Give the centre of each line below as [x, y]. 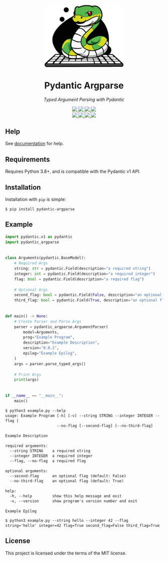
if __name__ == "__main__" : [34, 396]
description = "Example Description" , [61, 343]
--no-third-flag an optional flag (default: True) [67, 481]
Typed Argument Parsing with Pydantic [84, 99]
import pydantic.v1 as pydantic [39, 237]
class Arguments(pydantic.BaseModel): [45, 258]
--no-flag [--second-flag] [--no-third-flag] [105, 426]
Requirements [27, 159]
